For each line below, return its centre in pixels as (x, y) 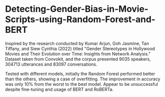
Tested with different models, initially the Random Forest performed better (80, 73)
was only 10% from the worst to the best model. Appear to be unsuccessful (82, 84)
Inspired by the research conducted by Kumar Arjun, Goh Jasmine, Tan (77, 43)
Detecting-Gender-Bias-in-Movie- (77, 9)
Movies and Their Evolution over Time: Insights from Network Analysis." (78, 54)
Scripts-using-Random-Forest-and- (80, 19)
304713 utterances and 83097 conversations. (51, 64)
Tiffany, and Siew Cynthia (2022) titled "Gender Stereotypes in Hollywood (80, 48)
